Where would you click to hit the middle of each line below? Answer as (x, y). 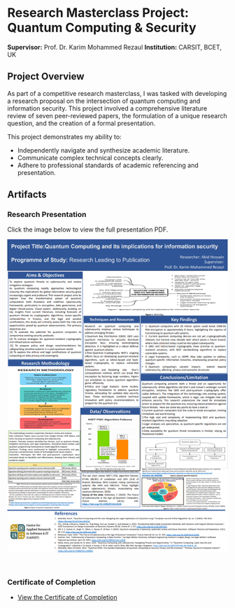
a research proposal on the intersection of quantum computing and (104, 101)
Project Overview (46, 77)
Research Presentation (47, 215)
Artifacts (27, 195)
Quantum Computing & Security (102, 28)
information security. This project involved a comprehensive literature (107, 108)
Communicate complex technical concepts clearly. (90, 157)
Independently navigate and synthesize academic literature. (104, 150)
